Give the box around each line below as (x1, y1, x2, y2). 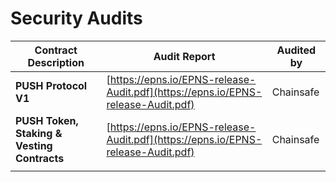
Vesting (15, 138, 53, 152)
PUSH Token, (15, 113, 79, 127)
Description (27, 55, 85, 69)
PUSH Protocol (15, 78, 88, 92)
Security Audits (10, 7, 143, 30)
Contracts (15, 151, 65, 165)
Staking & (15, 126, 63, 140)
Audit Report (153, 49, 216, 63)
